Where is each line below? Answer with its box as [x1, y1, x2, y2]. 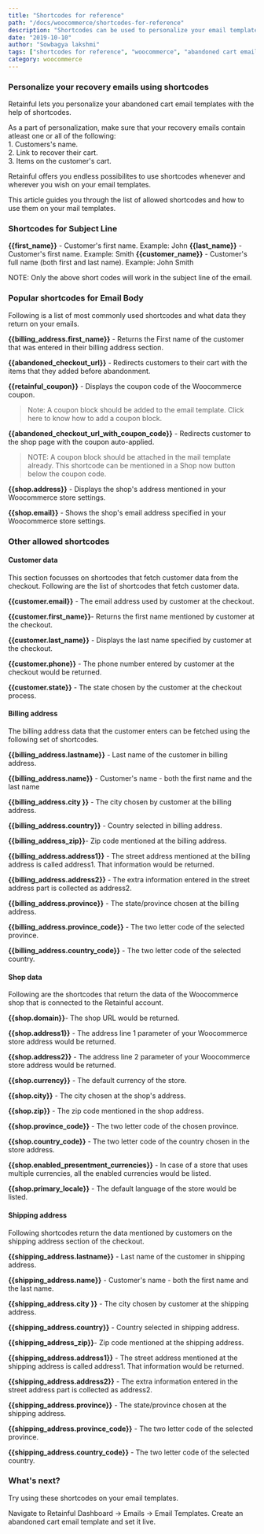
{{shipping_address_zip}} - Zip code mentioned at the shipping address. [8, 1337, 244, 1347]
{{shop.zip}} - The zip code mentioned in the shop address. [8, 1107, 204, 1116]
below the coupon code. [27, 469, 107, 479]
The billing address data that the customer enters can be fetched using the [8, 726, 251, 736]
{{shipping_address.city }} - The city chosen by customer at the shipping [8, 1299, 249, 1308]
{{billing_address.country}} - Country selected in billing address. [8, 821, 222, 830]
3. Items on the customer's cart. [8, 157, 112, 166]
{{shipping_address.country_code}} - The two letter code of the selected [8, 1447, 250, 1457]
